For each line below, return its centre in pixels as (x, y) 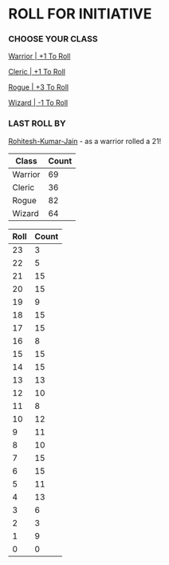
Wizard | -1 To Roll (38, 103)
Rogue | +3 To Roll (39, 87)
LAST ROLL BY (37, 123)
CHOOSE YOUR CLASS (53, 39)
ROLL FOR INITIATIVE (80, 14)
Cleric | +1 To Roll (37, 72)
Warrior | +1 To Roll (39, 56)
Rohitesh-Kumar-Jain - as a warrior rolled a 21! (85, 141)
